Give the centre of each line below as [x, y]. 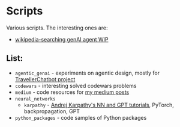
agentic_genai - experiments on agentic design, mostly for [87, 73]
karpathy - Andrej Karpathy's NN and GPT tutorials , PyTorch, [99, 105]
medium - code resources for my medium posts [72, 92]
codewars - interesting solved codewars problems [76, 85]
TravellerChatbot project [45, 79]
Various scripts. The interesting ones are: [57, 28]
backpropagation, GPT [52, 111]
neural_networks [35, 99]
